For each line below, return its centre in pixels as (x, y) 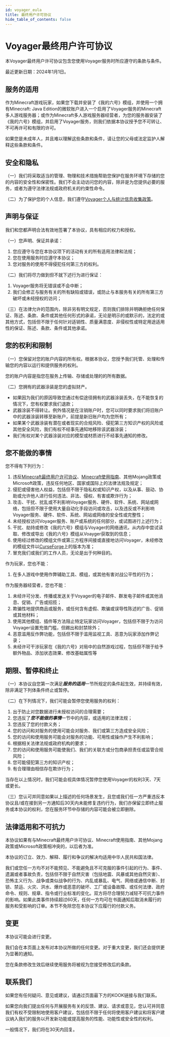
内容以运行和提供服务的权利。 (50, 365)
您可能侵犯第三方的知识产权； (44, 762)
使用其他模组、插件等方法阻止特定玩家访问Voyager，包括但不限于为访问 (88, 621)
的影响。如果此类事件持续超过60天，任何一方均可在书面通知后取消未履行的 (83, 900)
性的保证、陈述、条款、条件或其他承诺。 (47, 328)
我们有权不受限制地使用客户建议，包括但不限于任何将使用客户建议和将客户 (83, 1012)
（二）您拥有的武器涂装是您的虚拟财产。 (47, 386)
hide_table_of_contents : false (38, 19)
